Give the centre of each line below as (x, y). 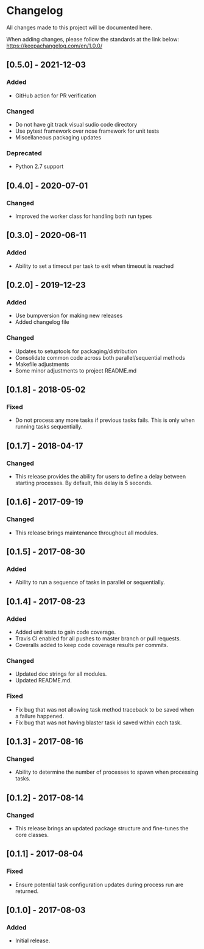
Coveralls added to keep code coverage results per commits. (92, 645)
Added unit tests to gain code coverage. (65, 632)
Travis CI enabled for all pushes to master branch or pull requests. (98, 639)
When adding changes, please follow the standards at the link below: (93, 39)
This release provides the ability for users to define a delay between (100, 476)
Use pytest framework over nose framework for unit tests (87, 131)
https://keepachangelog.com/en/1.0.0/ (54, 46)
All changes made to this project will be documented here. (79, 27)
